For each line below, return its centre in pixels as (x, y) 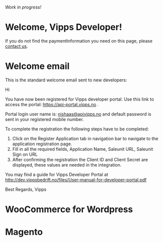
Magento (24, 232)
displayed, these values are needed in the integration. (67, 165)
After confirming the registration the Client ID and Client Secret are (80, 159)
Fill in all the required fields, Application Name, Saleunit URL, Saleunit (82, 149)
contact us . (17, 46)
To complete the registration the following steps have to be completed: (77, 129)
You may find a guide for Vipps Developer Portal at (57, 174)
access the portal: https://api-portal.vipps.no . (52, 104)
